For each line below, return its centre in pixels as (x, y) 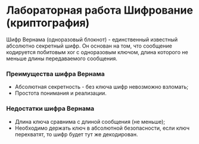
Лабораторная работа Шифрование (100, 10)
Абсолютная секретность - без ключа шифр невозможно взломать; (102, 87)
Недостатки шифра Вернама (50, 109)
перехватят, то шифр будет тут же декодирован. (76, 134)
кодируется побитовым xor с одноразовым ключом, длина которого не (97, 52)
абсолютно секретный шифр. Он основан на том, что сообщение (89, 46)
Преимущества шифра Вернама (56, 74)
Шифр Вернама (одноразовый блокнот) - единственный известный (92, 39)
